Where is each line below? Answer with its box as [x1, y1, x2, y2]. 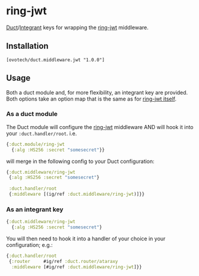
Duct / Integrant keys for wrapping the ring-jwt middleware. [6, 24, 149, 31]
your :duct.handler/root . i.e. [6, 130, 77, 137]
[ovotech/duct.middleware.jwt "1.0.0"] [6, 57, 105, 63]
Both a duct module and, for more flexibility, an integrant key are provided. [6, 89, 188, 96]
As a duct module [6, 110, 58, 118]
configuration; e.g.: [6, 241, 53, 249]
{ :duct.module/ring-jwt [6, 141, 65, 147]
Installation [6, 41, 49, 51]
